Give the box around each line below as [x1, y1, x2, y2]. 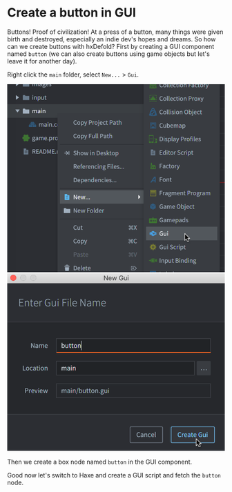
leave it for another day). [7, 57, 77, 65]
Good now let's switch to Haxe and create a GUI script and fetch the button [7, 471, 221, 479]
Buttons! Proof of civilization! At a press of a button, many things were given [7, 28, 224, 36]
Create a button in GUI [7, 5, 137, 21]
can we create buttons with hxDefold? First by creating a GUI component [7, 42, 215, 50]
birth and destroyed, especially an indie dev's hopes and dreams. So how [7, 35, 216, 43]
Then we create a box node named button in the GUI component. [7, 457, 193, 466]
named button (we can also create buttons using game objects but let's [7, 50, 211, 58]
